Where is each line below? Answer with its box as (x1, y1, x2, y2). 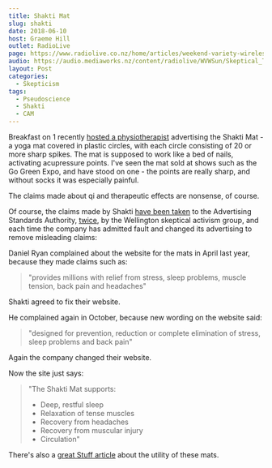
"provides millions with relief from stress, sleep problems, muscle (28, 273, 247, 282)
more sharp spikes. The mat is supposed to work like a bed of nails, (8, 149, 234, 159)
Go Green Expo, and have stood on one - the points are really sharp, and (8, 167, 251, 176)
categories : (8, 72, 49, 80)
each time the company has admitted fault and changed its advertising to (8, 224, 253, 234)
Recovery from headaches (40, 417, 130, 427)
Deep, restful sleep (40, 400, 104, 410)
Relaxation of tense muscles (40, 409, 135, 418)
